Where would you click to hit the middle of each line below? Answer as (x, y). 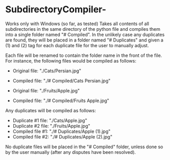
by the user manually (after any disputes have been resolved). (71, 152)
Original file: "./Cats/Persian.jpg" (47, 71)
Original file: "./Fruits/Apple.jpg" (46, 90)
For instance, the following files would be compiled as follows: (71, 61)
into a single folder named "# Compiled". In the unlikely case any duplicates (85, 34)
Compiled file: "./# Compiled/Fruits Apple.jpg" (61, 101)
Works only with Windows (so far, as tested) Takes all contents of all (77, 24)
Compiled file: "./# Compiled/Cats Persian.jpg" (62, 81)
